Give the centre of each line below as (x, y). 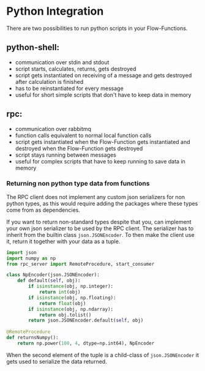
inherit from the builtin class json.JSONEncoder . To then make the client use (100, 234)
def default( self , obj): (49, 281)
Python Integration (55, 11)
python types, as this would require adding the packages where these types (102, 203)
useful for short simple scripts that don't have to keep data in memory (103, 95)
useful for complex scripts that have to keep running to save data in (100, 161)
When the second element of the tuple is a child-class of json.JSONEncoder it (102, 355)
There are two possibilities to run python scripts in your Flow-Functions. (97, 28)
